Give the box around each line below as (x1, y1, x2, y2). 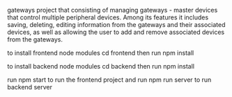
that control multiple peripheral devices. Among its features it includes (7, 13, 209, 21)
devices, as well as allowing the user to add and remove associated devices (7, 28, 225, 36)
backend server (7, 83, 52, 91)
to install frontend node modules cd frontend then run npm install (7, 48, 194, 57)
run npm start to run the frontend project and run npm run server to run (7, 76, 212, 84)
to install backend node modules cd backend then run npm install (7, 62, 195, 70)
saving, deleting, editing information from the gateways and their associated (7, 21, 226, 28)
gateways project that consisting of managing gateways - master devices (7, 6, 218, 14)
